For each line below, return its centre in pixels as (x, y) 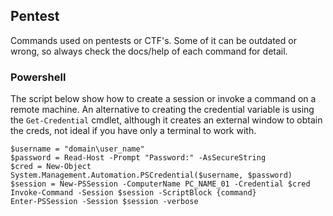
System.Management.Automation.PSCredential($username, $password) (151, 175)
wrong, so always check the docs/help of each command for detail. (149, 51)
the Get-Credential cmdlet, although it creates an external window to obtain (166, 120)
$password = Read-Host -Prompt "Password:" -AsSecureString (138, 158)
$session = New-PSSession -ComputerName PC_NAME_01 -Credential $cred (160, 184)
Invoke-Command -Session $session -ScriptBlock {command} (133, 193)
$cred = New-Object (51, 167)
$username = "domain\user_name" (77, 149)
